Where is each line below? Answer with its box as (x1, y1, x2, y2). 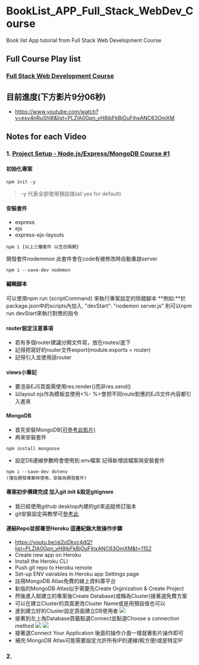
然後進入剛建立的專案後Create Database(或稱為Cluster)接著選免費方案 (14, 593, 188, 599)
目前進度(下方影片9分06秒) (6, 91, 106, 102)
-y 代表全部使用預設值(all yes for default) (20, 190, 122, 197)
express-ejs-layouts (14, 231, 64, 238)
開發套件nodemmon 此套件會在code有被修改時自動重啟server (6, 255, 158, 262)
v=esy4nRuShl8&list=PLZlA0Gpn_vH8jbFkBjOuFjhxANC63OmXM (14, 115, 175, 122)
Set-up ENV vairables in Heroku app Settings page (14, 571, 139, 577)
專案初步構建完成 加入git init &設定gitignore (6, 488, 114, 495)
